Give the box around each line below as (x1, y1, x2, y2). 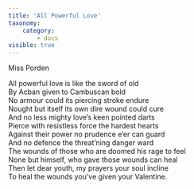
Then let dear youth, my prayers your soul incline (8, 163, 169, 173)
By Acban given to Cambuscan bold (8, 87, 126, 96)
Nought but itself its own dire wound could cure (8, 104, 165, 114)
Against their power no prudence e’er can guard (8, 129, 165, 140)
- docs (37, 33, 59, 42)
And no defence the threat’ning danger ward (8, 138, 154, 148)
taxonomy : (8, 19, 41, 27)
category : (22, 26, 56, 34)
